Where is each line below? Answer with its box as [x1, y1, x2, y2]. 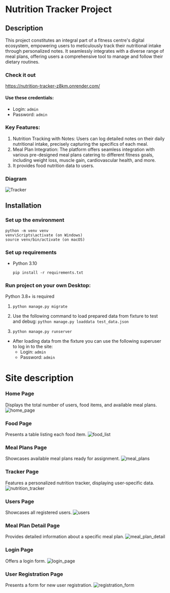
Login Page [5, 546, 34, 553]
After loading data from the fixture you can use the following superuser [12, 338, 161, 344]
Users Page [5, 498, 35, 505]
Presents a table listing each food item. [5, 432, 87, 438]
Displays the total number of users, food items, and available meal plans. [5, 402, 157, 408]
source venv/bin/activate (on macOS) [5, 237, 85, 242]
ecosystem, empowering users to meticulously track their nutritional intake [5, 43, 161, 49]
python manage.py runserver [12, 329, 72, 335]
